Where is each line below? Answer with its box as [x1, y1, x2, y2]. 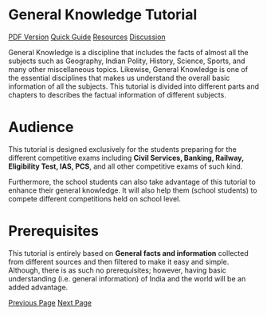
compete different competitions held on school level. [8, 193, 181, 203]
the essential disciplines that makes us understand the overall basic [8, 73, 230, 82]
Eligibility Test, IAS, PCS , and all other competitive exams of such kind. [8, 161, 243, 171]
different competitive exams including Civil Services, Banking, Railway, [8, 153, 245, 162]
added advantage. [8, 282, 69, 292]
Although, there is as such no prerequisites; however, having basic [8, 265, 227, 275]
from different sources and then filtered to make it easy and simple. [8, 257, 230, 266]
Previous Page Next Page [8, 297, 92, 307]
